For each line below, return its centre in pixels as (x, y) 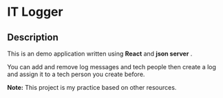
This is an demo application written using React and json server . (100, 53)
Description (33, 37)
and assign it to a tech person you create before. (76, 74)
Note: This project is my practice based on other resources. (92, 87)
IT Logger (35, 12)
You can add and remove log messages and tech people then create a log (112, 67)
